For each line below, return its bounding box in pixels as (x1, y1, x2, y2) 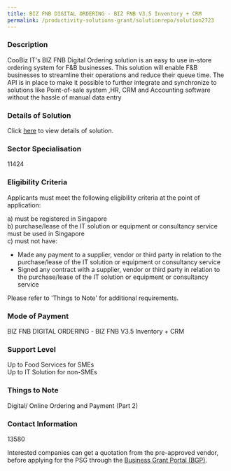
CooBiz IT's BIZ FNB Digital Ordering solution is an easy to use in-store (7, 55, 212, 64)
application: (7, 200, 41, 209)
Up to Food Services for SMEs (7, 360, 94, 369)
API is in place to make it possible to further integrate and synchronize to (7, 78, 217, 86)
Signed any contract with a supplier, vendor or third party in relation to (17, 265, 220, 273)
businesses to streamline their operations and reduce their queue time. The (7, 71, 225, 79)
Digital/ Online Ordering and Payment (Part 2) (7, 401, 139, 410)
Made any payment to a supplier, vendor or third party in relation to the (17, 250, 222, 259)
